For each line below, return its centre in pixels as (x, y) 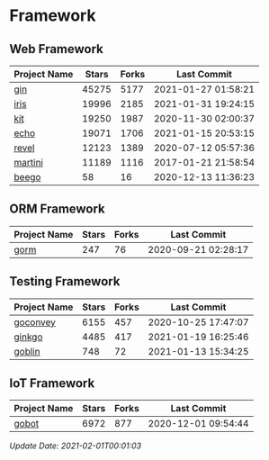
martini (28, 162)
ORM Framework (57, 209)
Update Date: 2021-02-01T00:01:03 (76, 446)
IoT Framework (52, 383)
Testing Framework (65, 281)
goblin (27, 351)
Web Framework (56, 49)
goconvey (35, 322)
